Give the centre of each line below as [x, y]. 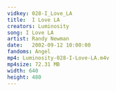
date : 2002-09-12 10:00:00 [49, 45]
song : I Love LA [30, 32]
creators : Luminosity [38, 26]
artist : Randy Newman [38, 39]
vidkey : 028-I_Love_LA [40, 13]
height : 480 [24, 77]
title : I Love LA [33, 20]
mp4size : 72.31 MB [33, 64]
